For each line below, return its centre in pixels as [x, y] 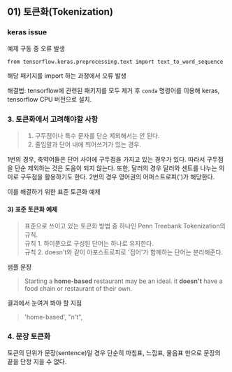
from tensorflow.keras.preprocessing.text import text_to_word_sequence [115, 62]
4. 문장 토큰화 [29, 336]
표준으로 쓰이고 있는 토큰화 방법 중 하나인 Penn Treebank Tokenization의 [125, 226]
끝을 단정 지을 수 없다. [37, 361]
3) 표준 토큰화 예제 [32, 209]
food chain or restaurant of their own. [78, 289]
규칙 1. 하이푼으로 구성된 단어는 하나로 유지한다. [89, 244]
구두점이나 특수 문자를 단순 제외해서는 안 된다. [97, 135]
